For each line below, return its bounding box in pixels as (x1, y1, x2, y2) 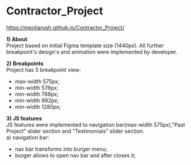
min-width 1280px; (14, 103, 61, 110)
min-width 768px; (14, 90, 58, 97)
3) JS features (6, 115, 42, 122)
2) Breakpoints (6, 60, 44, 67)
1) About (6, 35, 28, 42)
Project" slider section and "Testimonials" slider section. (6, 127, 144, 135)
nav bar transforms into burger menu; (14, 145, 107, 152)
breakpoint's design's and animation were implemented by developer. (6, 48, 178, 55)
